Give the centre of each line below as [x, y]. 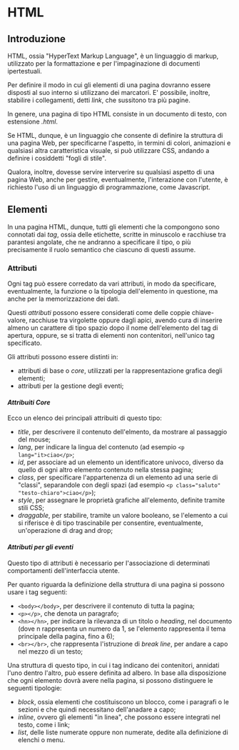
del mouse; [34, 439]
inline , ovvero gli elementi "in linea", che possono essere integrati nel [119, 717]
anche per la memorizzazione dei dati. [63, 299]
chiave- [203, 313]
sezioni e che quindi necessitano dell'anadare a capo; [97, 709]
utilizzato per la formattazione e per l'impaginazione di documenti [104, 64]
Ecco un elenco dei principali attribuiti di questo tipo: [85, 418]
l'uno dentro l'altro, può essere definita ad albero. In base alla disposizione [117, 673]
